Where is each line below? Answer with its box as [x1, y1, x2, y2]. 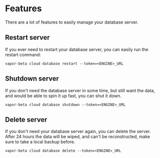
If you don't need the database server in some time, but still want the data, [5, 87, 155, 93]
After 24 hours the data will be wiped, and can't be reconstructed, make [5, 133, 150, 140]
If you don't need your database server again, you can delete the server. [5, 129, 151, 134]
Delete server [5, 115, 47, 124]
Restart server [5, 33, 50, 42]
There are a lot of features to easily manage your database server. [5, 19, 138, 25]
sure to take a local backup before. [5, 139, 75, 145]
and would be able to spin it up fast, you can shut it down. [5, 93, 122, 99]
